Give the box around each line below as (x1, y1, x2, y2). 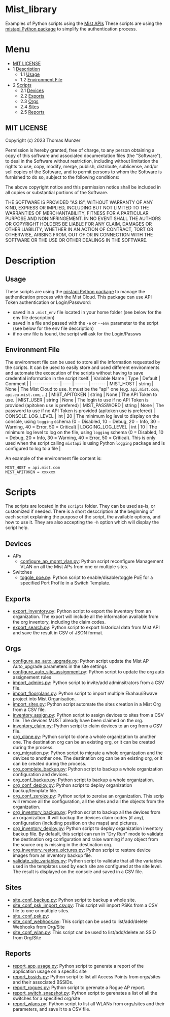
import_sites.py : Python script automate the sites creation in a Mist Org (12, 701, 161, 707)
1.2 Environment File (20, 76, 62, 82)
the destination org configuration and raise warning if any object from (12, 836, 158, 842)
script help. (5, 525, 29, 531)
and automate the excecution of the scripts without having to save (5, 369, 144, 376)
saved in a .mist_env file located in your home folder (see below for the (12, 309, 162, 315)
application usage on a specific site (12, 968, 87, 974)
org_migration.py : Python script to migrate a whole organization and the (12, 750, 163, 756)
